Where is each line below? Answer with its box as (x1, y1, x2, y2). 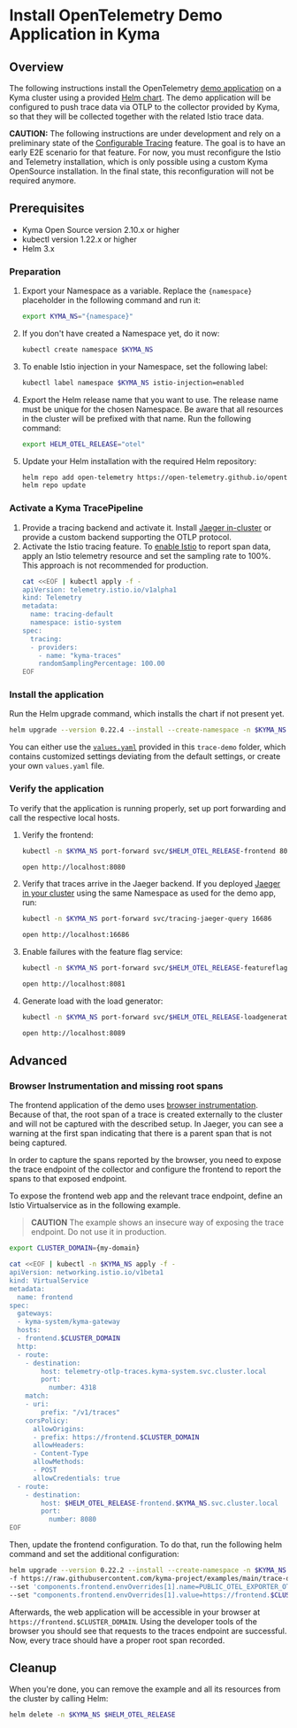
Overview (9, 59, 65, 74)
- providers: (30, 643, 79, 652)
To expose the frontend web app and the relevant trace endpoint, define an (9, 1190, 283, 1201)
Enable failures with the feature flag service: (21, 947, 183, 957)
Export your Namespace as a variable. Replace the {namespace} (21, 285, 253, 297)
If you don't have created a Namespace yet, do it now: (21, 328, 220, 338)
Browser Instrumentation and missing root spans (9, 1080, 224, 1092)
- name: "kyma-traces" (38, 651, 122, 660)
